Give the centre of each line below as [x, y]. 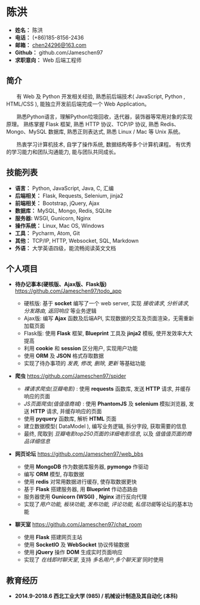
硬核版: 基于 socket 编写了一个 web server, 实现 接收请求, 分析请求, [107, 303]
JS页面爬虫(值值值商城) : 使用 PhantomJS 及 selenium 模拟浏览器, [106, 404]
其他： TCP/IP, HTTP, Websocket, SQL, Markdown [77, 240]
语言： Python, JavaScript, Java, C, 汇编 [64, 188]
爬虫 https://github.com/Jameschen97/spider [70, 376]
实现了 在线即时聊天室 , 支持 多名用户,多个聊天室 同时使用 [94, 560]
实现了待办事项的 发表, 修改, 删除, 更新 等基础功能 [85, 363]
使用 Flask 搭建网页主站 [53, 537]
